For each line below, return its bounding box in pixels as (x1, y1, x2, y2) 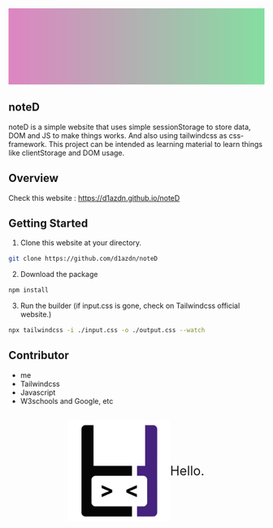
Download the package (19, 270, 98, 279)
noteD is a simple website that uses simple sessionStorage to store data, (8, 122, 251, 132)
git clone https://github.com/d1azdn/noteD (8, 255, 158, 263)
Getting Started (8, 217, 89, 231)
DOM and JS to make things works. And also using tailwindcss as (8, 130, 227, 141)
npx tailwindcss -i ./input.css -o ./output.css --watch (8, 327, 206, 335)
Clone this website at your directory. (19, 238, 142, 248)
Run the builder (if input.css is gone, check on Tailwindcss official (19, 301, 240, 311)
